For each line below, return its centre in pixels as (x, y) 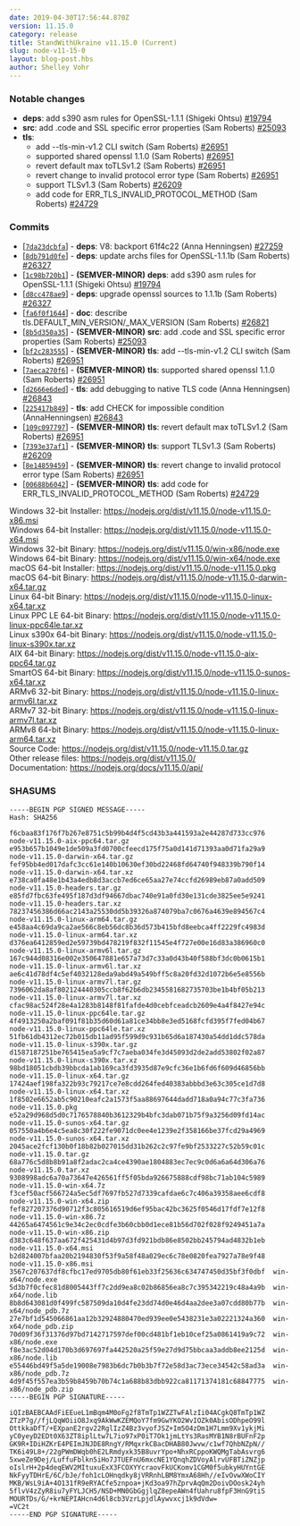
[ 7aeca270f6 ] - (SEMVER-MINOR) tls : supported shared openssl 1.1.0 (148, 370)
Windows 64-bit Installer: (56, 530)
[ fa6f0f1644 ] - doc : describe (75, 313)
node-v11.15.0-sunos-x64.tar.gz (69, 1123)
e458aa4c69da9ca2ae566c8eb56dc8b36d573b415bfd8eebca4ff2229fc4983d (137, 927)
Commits (29, 227)
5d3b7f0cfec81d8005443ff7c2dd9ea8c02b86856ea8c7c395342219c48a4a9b (137, 1287)
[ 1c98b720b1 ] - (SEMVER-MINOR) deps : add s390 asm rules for (139, 275)
